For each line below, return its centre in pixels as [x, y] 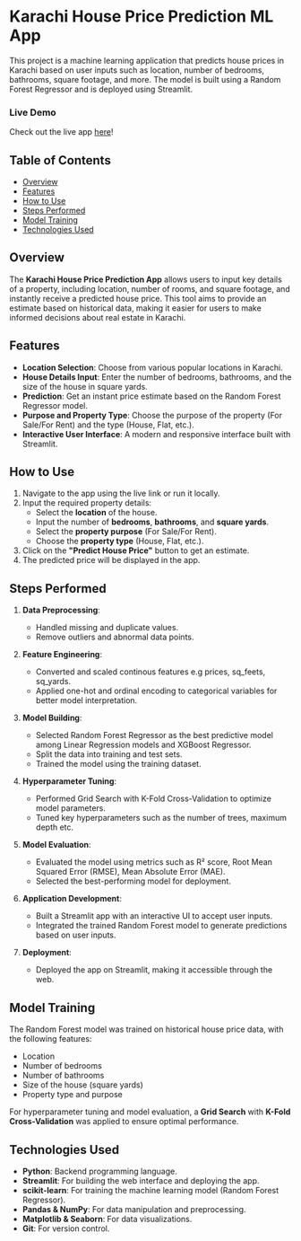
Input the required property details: [87, 503]
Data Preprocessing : [61, 610]
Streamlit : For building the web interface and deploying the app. [141, 1180]
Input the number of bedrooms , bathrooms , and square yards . [152, 522]
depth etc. [55, 827]
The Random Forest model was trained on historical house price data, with [146, 1029]
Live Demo [33, 112]
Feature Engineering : [62, 655]
